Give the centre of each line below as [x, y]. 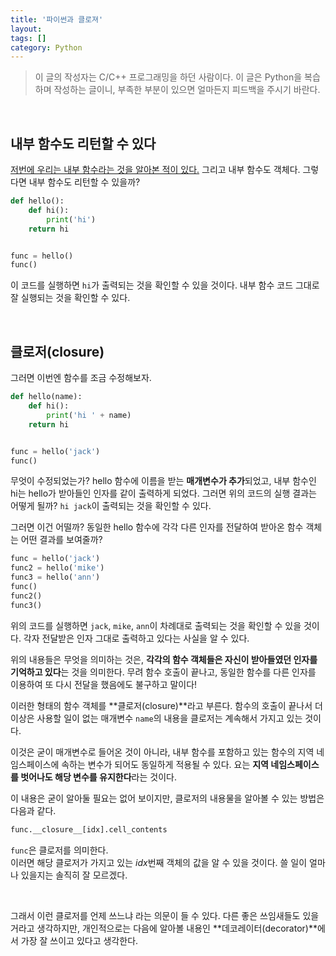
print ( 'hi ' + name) [89, 415]
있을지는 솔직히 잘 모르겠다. [74, 875]
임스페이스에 [35, 764]
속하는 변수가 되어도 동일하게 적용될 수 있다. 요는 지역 [165, 764]
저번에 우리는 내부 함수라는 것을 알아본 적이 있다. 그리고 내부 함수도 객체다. [155, 170]
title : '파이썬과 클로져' [57, 19]
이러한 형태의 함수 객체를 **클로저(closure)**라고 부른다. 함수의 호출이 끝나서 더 [166, 705]
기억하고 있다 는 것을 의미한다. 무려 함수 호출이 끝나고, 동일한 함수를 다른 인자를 [163, 672]
